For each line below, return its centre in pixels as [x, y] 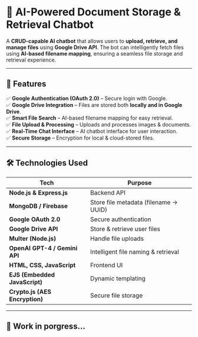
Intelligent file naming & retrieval [135, 252]
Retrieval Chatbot [50, 25]
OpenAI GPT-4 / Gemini [43, 248]
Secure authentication [121, 219]
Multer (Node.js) [33, 238]
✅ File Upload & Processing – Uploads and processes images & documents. [99, 124]
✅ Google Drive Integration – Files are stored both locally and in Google [94, 105]
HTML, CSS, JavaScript [42, 265]
